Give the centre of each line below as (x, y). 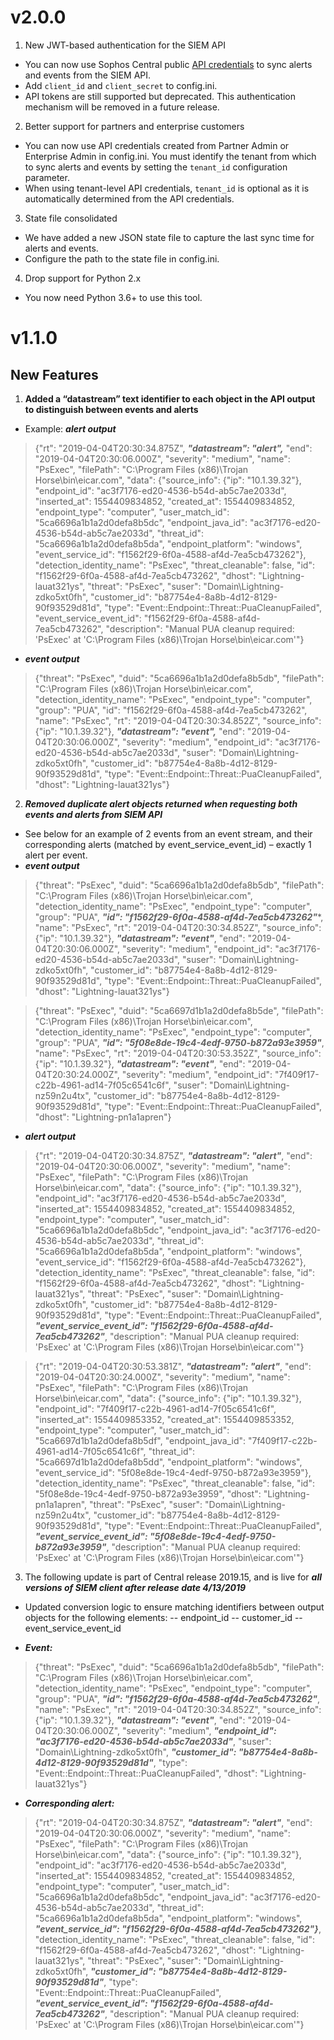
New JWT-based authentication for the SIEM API (125, 45)
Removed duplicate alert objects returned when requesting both (161, 803)
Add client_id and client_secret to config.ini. (121, 85)
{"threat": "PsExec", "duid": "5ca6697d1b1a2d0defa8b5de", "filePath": (179, 1010)
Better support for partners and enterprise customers (134, 126)
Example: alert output (70, 428)
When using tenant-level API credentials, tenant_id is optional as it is (167, 188)
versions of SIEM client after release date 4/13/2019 (135, 1587)
